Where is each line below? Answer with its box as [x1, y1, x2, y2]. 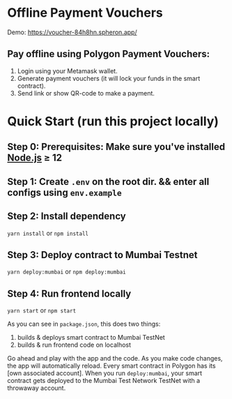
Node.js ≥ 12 [7, 152, 63, 164]
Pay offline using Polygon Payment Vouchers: [7, 48, 210, 60]
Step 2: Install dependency [7, 211, 127, 223]
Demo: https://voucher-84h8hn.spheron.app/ [7, 28, 137, 36]
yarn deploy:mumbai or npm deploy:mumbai [7, 267, 127, 276]
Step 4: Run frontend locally [7, 287, 132, 299]
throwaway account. [7, 384, 66, 392]
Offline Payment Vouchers [7, 5, 164, 21]
